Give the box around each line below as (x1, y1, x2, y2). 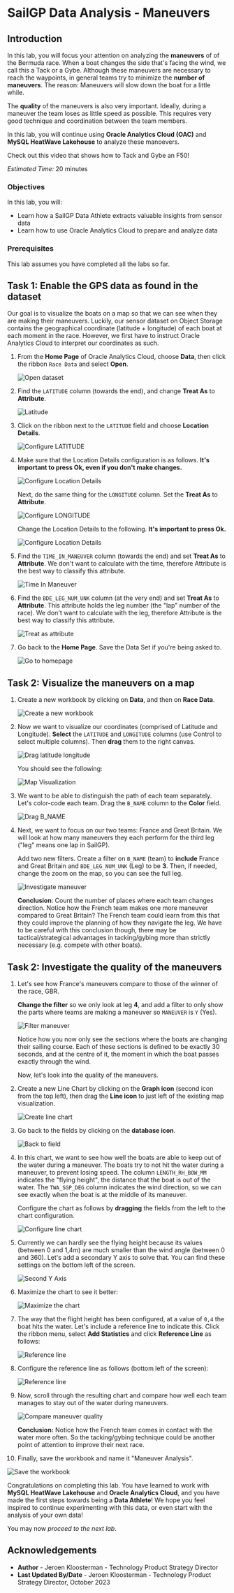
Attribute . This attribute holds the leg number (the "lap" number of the (17, 601, 221, 610)
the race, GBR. (17, 987, 59, 996)
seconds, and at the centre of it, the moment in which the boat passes (17, 1050, 219, 1059)
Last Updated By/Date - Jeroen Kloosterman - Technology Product (17, 1570, 212, 1579)
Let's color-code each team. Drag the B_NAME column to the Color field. (17, 799, 221, 807)
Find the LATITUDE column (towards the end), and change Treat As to (17, 387, 215, 395)
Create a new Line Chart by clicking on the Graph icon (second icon (17, 1085, 214, 1093)
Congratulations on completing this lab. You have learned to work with (7, 1481, 210, 1490)
